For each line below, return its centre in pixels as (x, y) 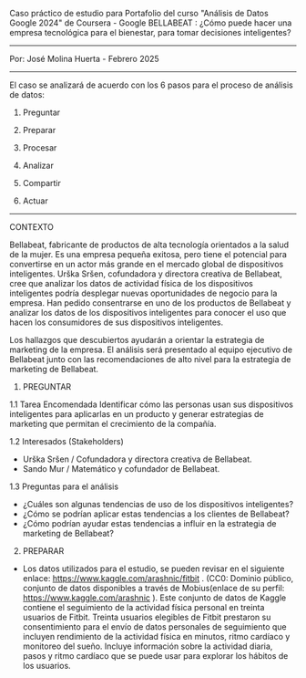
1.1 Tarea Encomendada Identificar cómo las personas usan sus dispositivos (152, 404)
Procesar (40, 148)
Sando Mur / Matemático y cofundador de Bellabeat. (121, 469)
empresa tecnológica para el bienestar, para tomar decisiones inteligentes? (150, 32)
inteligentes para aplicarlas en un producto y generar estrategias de (137, 414)
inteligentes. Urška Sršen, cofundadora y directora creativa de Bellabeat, (146, 274)
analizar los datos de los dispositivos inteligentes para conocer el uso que (148, 313)
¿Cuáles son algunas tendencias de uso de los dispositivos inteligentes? (158, 504)
